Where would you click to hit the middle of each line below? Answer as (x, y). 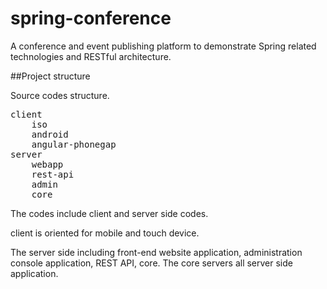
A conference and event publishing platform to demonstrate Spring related (163, 46)
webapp (47, 164)
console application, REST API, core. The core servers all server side (151, 263)
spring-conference (91, 18)
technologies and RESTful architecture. (91, 56)
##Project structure (50, 76)
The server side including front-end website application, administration (156, 252)
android (50, 134)
